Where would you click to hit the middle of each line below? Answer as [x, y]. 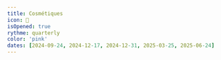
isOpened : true [29, 26]
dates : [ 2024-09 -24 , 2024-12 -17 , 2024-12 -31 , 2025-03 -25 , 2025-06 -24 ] [111, 46]
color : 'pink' [28, 39]
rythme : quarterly [33, 33]
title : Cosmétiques [35, 13]
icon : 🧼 [18, 20]
